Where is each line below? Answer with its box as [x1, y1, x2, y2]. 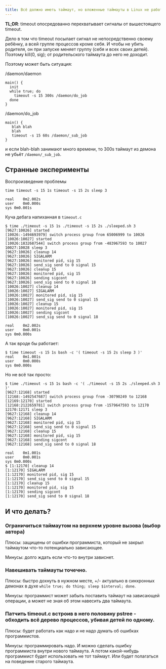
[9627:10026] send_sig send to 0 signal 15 [5, 263, 96, 268]
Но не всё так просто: [5, 372, 51, 378]
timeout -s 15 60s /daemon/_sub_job [11, 133, 87, 138]
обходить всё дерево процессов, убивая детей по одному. [5, 617, 155, 624]
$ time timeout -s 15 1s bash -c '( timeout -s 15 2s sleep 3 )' [5, 350, 142, 355]
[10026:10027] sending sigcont [5, 310, 70, 315]
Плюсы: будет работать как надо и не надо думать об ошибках [5, 627, 139, 633]
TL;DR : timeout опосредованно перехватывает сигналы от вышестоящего [5, 21, 161, 27]
